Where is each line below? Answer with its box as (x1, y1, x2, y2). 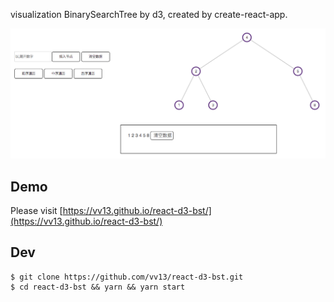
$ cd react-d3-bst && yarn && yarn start (10, 282, 186, 292)
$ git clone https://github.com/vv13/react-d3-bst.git (10, 272, 244, 282)
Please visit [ (10, 205, 63, 216)
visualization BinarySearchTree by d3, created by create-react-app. (10, 9, 288, 20)
